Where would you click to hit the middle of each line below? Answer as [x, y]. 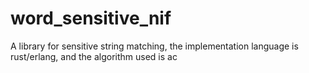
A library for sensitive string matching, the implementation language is [154, 46]
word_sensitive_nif [91, 18]
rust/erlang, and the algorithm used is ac [94, 56]
